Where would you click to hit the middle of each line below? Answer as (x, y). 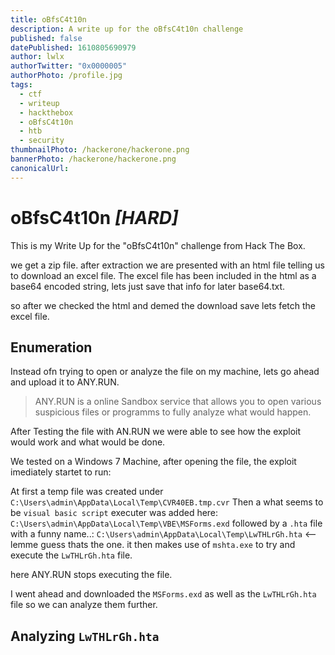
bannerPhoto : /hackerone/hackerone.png (93, 159)
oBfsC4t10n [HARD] (94, 217)
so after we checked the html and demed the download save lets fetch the (163, 305)
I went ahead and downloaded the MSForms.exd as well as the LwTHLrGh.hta (163, 594)
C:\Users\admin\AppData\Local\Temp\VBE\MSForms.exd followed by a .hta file (166, 523)
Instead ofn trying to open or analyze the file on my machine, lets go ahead (165, 372)
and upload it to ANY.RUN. (65, 382)
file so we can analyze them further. (84, 605)
